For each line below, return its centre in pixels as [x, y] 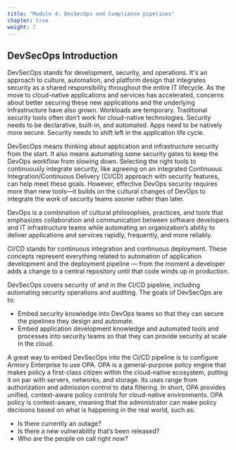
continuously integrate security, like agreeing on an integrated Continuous [115, 169]
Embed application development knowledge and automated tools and [118, 328]
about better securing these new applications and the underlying [101, 102]
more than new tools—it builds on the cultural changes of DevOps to [106, 191]
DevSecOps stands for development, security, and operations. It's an [107, 73]
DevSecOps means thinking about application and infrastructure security [113, 146]
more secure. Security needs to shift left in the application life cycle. [106, 133]
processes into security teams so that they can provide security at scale [122, 336]
